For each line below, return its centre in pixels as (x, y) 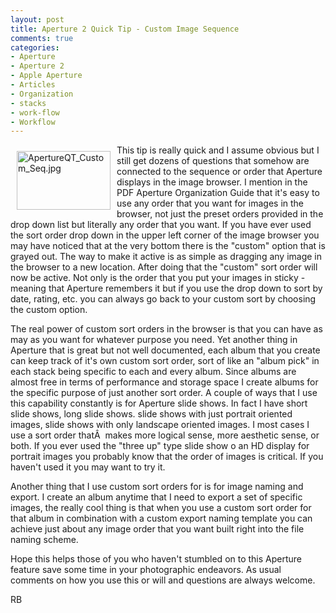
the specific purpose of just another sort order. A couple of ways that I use (164, 393)
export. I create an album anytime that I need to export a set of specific (156, 497)
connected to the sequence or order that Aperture (219, 172)
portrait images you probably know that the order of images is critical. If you (167, 457)
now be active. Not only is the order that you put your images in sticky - (158, 278)
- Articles (33, 85)
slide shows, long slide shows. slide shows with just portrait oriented (151, 414)
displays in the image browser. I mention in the (212, 182)
